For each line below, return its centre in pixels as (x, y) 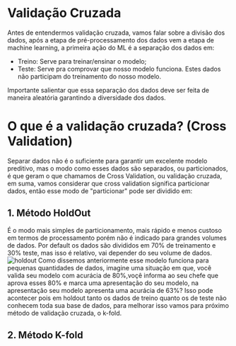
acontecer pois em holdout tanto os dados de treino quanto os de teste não (117, 298)
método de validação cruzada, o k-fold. (65, 313)
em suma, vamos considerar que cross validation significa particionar (108, 183)
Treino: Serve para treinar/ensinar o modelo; (82, 61)
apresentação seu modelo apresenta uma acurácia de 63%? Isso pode (110, 290)
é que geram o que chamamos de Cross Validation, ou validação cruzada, (115, 175)
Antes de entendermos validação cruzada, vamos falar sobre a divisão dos (116, 33)
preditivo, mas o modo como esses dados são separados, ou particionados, (118, 168)
